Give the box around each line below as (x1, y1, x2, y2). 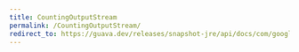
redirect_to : (9, 29, 58, 38)
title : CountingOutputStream (9, 12, 117, 22)
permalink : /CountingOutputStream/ (9, 21, 141, 30)
